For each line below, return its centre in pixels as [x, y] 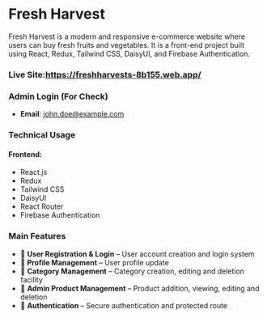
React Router [42, 206]
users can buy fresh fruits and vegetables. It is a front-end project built [127, 45]
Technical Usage [42, 135]
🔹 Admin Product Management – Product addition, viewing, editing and [140, 288]
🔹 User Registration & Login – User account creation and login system [137, 254]
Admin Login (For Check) [58, 96]
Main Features [37, 236]
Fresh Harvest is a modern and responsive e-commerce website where [127, 36]
